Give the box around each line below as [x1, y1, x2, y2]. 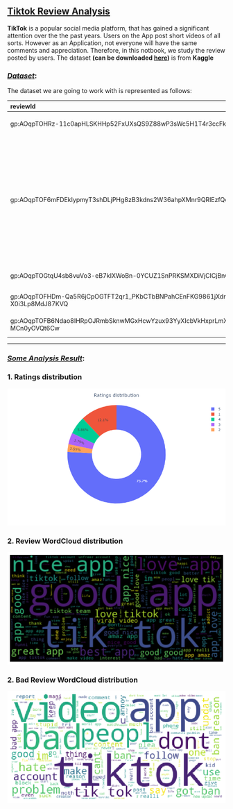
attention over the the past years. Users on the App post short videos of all [7, 31, 221, 40]
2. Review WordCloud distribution [7, 536, 123, 546]
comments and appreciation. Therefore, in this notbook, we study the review [7, 46, 225, 54]
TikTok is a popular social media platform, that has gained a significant [7, 24, 209, 32]
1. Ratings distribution [7, 372, 83, 382]
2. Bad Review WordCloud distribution [7, 675, 139, 685]
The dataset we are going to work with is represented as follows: [7, 87, 192, 95]
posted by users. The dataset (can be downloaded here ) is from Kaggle [7, 53, 214, 62]
